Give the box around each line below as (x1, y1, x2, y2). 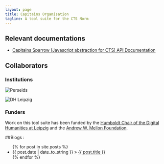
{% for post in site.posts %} (12, 144, 69, 150)
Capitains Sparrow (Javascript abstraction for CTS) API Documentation (12, 47, 156, 53)
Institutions (5, 76, 33, 83)
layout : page (5, 7, 32, 12)
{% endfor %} (12, 154, 41, 160)
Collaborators (5, 61, 48, 70)
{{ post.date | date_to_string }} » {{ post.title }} (12, 149, 106, 155)
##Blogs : (5, 135, 24, 141)
